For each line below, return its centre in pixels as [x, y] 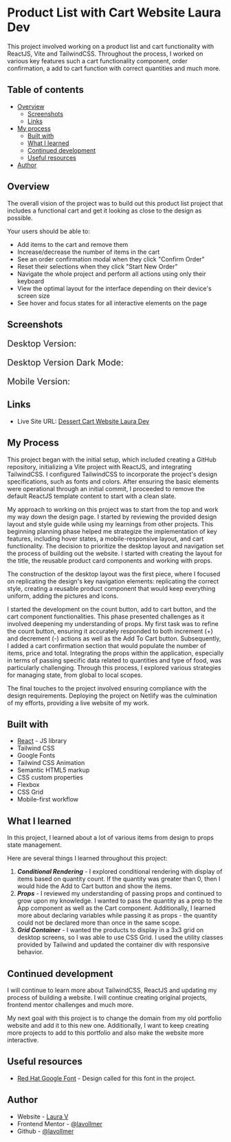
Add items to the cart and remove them [73, 244]
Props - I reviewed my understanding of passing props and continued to [119, 894]
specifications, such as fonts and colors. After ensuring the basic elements [113, 481]
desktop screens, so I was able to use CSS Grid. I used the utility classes [120, 938]
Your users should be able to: [49, 231]
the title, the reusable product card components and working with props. [110, 560]
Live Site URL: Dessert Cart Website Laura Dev [83, 421]
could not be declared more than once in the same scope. [99, 923]
